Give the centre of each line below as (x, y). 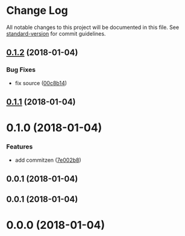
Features (20, 147)
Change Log (37, 11)
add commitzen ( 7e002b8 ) (48, 160)
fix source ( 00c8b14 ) (41, 83)
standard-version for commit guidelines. (56, 33)
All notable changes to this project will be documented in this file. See (93, 27)
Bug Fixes (21, 70)
